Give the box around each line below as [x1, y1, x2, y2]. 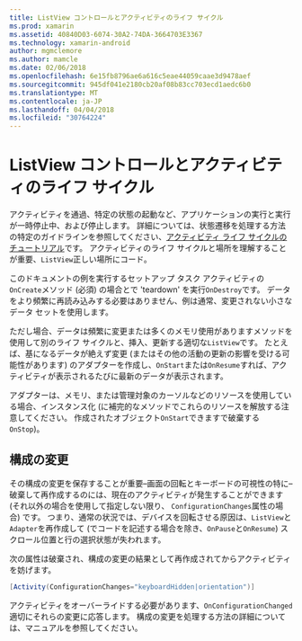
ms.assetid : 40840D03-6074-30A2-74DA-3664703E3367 [9, 30, 203, 39]
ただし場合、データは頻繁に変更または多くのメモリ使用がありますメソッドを [9, 325, 293, 337]
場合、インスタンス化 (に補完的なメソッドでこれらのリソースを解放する [16, 401, 281, 412]
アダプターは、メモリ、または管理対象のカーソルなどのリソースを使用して [9, 390, 285, 401]
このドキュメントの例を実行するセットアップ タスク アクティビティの [9, 273, 265, 284]
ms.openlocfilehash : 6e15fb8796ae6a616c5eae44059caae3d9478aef [9, 72, 252, 81]
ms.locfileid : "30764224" [9, 113, 106, 122]
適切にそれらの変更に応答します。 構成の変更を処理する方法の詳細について [9, 610, 286, 621]
